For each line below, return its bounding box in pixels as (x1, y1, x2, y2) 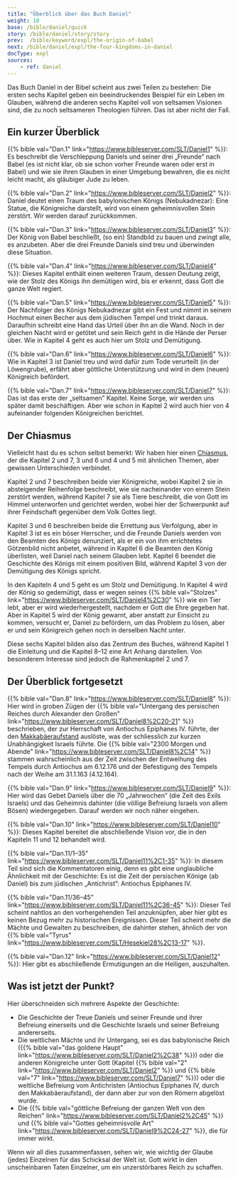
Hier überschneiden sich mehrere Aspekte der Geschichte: (7, 999, 180, 1007)
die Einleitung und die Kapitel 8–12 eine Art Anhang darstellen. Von (7, 647, 202, 656)
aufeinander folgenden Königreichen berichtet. (7, 409, 144, 418)
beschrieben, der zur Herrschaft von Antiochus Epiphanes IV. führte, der (7, 725, 220, 733)
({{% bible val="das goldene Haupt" (17, 1043, 124, 1051)
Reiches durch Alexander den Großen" (7, 709, 121, 718)
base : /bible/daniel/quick (7, 23, 87, 31)
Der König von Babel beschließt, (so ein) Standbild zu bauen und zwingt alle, (7, 233, 232, 242)
